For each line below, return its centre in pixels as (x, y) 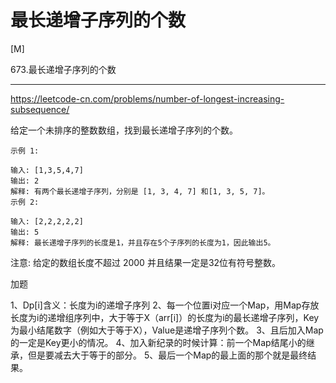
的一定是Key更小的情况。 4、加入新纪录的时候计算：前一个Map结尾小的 (158, 342)
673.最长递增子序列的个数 (63, 69)
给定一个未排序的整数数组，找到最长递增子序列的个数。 (124, 130)
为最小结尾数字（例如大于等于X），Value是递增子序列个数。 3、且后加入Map (167, 330)
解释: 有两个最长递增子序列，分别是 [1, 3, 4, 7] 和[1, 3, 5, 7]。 (140, 191)
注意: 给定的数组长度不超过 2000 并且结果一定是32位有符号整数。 (146, 262)
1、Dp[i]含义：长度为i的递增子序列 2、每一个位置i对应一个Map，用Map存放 (165, 305)
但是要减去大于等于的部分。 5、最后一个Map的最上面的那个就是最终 (167, 355)
